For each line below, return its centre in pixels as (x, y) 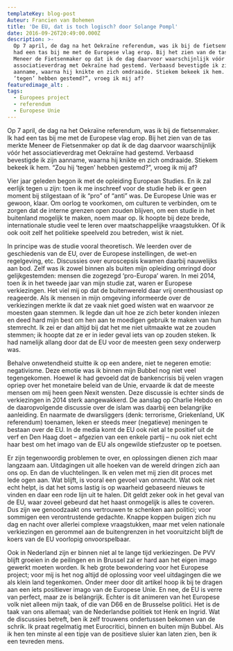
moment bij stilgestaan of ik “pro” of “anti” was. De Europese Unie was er (112, 195)
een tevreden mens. (36, 641)
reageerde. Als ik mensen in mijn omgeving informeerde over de (99, 298)
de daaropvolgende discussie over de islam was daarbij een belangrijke (109, 407)
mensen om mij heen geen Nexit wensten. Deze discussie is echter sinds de (116, 392)
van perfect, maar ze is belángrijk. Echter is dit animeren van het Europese (114, 597)
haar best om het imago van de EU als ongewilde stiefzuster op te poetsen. (114, 444)
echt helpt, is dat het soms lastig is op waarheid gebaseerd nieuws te (106, 487)
